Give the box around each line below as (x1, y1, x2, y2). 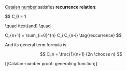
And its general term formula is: (5, 42, 68, 48)
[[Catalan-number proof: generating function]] (5, 61, 98, 66)
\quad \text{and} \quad (5, 23, 51, 29)
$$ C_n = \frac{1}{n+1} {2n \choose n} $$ (40, 51, 123, 57)
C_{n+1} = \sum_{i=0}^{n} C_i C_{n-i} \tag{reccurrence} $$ (5, 33, 122, 38)
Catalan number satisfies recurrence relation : (5, 4, 97, 10)
